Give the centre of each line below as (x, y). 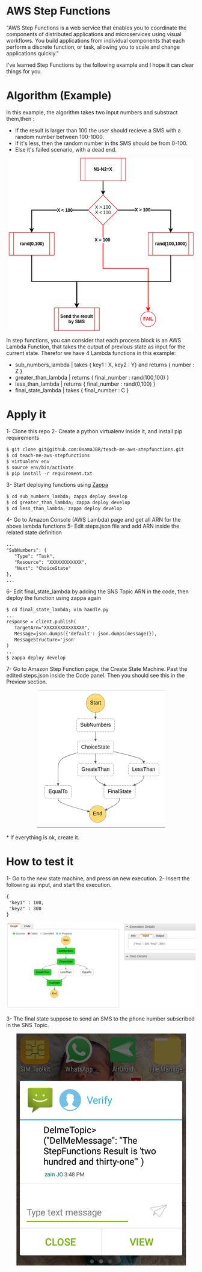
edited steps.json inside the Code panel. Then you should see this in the (96, 675)
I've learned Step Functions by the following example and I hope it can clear (100, 65)
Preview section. (27, 682)
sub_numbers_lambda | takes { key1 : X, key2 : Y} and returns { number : (104, 365)
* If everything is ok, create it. (43, 837)
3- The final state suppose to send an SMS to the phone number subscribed (101, 1019)
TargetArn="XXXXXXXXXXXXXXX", (52, 628)
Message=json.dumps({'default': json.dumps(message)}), (86, 634)
